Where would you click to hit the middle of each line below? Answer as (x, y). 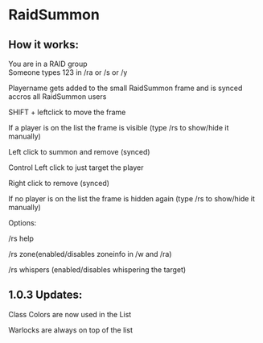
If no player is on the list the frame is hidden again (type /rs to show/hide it (132, 198)
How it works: (43, 45)
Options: (23, 223)
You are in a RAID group (48, 64)
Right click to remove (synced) (59, 183)
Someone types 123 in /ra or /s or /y (68, 72)
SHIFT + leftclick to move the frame (67, 112)
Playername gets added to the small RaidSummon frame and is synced (125, 88)
